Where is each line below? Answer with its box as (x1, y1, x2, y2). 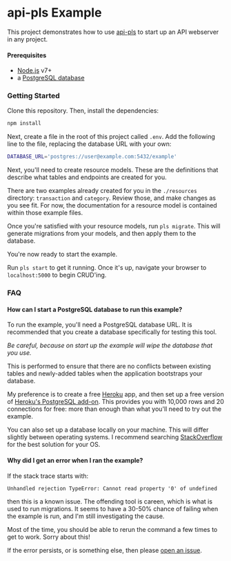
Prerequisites (7, 50, 47, 59)
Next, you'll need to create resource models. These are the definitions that (7, 166, 219, 174)
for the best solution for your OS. (7, 441, 101, 449)
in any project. (7, 35, 48, 43)
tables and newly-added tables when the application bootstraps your (7, 369, 203, 378)
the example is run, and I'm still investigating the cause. (7, 512, 165, 520)
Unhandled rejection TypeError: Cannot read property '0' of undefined (7, 485, 217, 492)
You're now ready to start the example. (7, 250, 118, 259)
